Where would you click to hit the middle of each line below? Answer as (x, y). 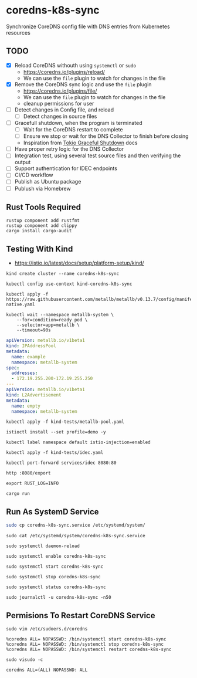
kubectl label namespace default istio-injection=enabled (78, 443)
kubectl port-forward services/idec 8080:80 (61, 463)
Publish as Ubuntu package (48, 182)
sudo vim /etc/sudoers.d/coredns (47, 629)
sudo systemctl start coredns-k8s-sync (55, 567)
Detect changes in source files (60, 116)
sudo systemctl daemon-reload (43, 546)
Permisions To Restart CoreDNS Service (81, 616)
